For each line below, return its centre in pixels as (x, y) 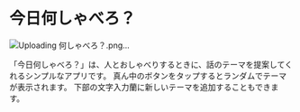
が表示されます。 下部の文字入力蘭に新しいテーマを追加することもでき (140, 87)
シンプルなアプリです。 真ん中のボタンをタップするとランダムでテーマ (156, 75)
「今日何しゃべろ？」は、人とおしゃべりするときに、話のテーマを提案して (147, 64)
